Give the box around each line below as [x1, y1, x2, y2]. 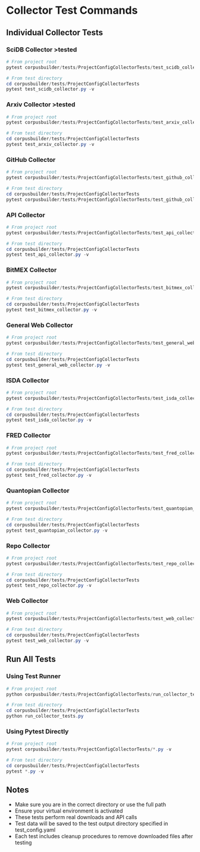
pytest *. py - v [6, 768, 44, 774]
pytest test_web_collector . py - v [6, 638, 89, 644]
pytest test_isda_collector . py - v [6, 417, 92, 423]
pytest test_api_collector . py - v [6, 252, 89, 258]
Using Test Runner [6, 672, 61, 681]
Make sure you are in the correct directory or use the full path [14, 801, 167, 808]
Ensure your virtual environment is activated [14, 807, 123, 814]
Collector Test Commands [6, 4, 138, 17]
